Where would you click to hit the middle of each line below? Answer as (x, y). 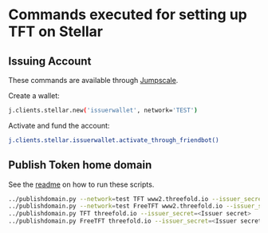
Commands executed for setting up (128, 15)
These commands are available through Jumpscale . (93, 80)
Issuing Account (50, 61)
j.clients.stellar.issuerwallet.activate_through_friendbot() (114, 140)
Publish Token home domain (80, 165)
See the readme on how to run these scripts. (81, 184)
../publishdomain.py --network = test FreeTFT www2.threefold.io (116, 206)
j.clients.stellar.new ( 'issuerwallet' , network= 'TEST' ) (103, 110)
